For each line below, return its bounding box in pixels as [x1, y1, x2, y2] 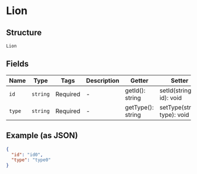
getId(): [125, 86, 145, 95]
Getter [130, 76, 149, 85]
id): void [159, 93, 182, 102]
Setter [171, 76, 189, 85]
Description [86, 76, 120, 85]
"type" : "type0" [11, 157, 51, 163]
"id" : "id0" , [11, 152, 43, 158]
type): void [159, 111, 189, 119]
